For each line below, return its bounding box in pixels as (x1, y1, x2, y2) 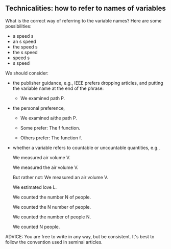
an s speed (12, 38, 37, 44)
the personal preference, (12, 105, 65, 111)
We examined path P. (20, 95, 65, 101)
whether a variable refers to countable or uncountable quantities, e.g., (12, 144, 160, 151)
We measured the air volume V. (12, 164, 79, 170)
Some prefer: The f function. (20, 124, 81, 131)
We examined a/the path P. (20, 115, 78, 121)
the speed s (12, 43, 38, 50)
